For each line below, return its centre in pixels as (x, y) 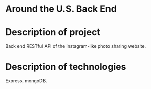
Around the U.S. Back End (61, 9)
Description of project (53, 32)
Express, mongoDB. (26, 81)
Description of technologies (66, 67)
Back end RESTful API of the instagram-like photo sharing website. (76, 46)
